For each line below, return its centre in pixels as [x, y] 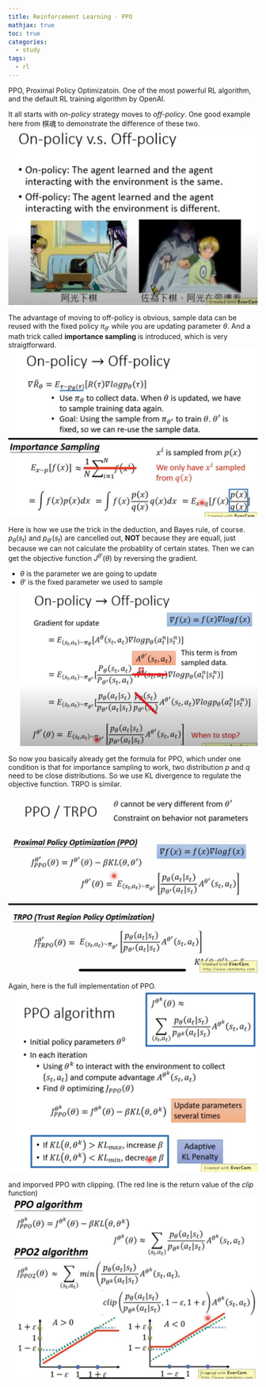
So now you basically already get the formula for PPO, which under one [125, 758]
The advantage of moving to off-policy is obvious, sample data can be [123, 318]
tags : [17, 59]
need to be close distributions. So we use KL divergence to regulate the [125, 775]
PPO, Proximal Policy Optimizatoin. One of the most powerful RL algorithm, [130, 90]
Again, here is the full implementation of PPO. [82, 986]
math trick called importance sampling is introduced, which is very [118, 336]
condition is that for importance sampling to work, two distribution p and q [129, 767]
